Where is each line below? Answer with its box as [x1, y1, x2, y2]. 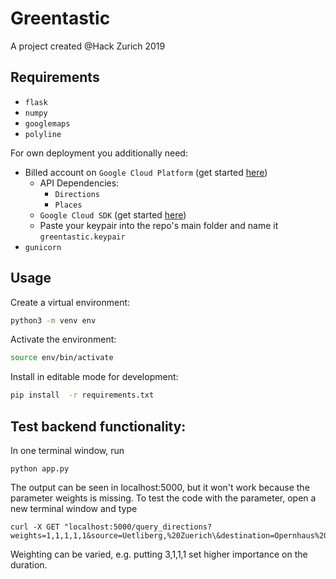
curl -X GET [10, 522, 60, 532]
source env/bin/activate [10, 353, 114, 363]
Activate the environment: [10, 333, 117, 346]
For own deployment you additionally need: [10, 147, 188, 159]
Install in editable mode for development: [10, 371, 179, 383]
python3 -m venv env [10, 315, 97, 326]
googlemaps [24, 118, 71, 129]
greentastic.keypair [39, 232, 126, 242]
